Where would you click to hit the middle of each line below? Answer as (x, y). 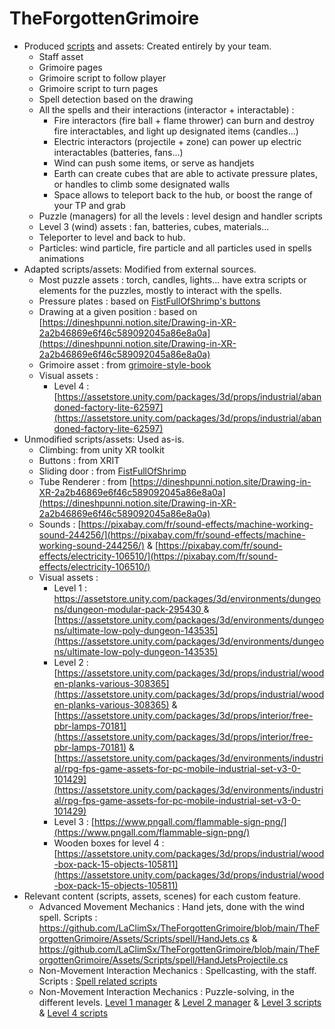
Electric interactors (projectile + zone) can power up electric (177, 141)
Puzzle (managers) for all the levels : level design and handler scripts (180, 216)
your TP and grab (89, 205)
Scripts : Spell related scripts (98, 981)
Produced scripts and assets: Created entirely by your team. (147, 46)
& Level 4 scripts (73, 1013)
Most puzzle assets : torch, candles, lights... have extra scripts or (172, 279)
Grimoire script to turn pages (98, 88)
